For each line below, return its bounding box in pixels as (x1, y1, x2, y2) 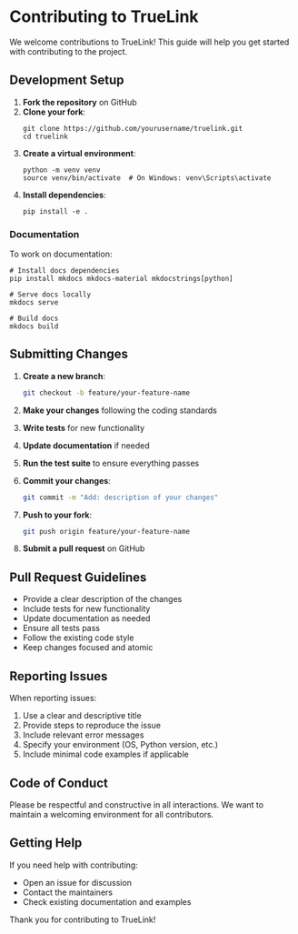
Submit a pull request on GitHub (22, 543, 145, 554)
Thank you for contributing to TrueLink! (9, 914, 156, 925)
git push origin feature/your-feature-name (22, 527, 191, 536)
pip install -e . (22, 206, 89, 216)
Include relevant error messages (22, 729, 144, 740)
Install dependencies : (22, 189, 106, 200)
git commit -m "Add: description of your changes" (22, 493, 219, 502)
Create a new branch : (22, 370, 106, 381)
